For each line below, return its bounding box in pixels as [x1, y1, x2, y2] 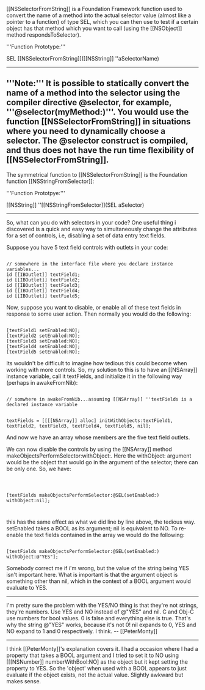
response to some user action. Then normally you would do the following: [6, 310, 192, 317]
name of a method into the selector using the [6, 88, 181, 98]
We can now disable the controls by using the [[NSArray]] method [6, 445, 172, 453]
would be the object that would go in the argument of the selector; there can [6, 458, 198, 466]
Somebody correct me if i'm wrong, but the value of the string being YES [6, 564, 189, 571]
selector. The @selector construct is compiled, [6, 136, 189, 146]
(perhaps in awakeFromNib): [6, 379, 78, 386]
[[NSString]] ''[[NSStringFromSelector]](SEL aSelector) [6, 201, 145, 209]
